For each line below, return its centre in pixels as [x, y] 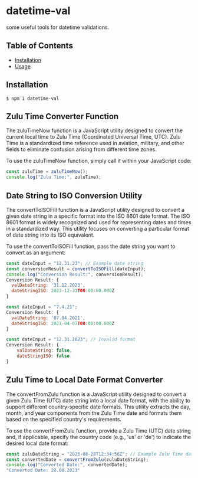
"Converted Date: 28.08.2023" [43, 470]
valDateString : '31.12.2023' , [48, 285]
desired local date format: [37, 443]
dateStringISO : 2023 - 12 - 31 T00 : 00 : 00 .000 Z [63, 291]
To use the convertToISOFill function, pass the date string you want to [91, 246]
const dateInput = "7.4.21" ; [42, 307]
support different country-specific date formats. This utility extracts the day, [98, 407]
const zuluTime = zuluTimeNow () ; [47, 172]
